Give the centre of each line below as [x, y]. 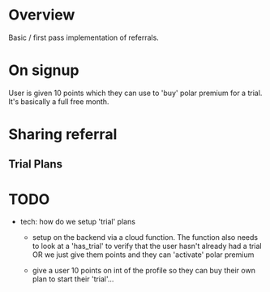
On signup [44, 70]
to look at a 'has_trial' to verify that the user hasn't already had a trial [147, 246]
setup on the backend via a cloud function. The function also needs [145, 238]
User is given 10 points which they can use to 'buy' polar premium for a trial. [135, 93]
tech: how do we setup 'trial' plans [78, 222]
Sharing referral [63, 135]
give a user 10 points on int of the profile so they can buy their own [144, 271]
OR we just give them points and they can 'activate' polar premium [143, 255]
